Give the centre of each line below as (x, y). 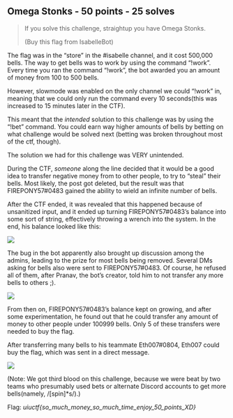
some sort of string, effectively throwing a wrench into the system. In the (112, 219)
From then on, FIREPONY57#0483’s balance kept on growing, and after (109, 309)
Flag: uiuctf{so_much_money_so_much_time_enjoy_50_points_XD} (102, 407)
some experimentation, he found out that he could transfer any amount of (113, 316)
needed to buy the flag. (41, 331)
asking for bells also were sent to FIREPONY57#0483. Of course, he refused (117, 268)
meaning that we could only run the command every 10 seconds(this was (112, 98)
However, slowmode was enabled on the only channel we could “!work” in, (114, 91)
